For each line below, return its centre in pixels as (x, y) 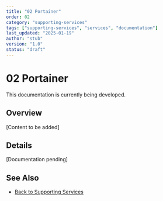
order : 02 (18, 17)
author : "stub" (25, 39)
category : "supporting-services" (47, 22)
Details (19, 145)
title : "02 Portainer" (34, 11)
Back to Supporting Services (49, 192)
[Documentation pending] (37, 160)
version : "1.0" (25, 44)
